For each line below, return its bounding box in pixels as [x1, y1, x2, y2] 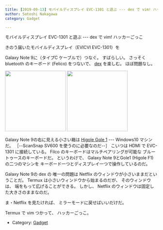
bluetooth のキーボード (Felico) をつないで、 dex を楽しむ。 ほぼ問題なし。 [5, 61, 155, 67]
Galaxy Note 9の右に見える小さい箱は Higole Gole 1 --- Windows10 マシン [5, 137, 153, 143]
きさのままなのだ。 [13, 189, 52, 195]
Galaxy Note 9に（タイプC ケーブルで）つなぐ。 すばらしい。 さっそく [5, 55, 147, 61]
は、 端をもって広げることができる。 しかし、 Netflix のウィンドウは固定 [5, 184, 150, 189]
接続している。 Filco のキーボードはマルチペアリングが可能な [19, 149, 142, 155]
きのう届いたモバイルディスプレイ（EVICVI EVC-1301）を [5, 45, 120, 50]
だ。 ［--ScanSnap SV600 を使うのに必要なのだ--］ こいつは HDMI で [5, 143, 146, 149]
